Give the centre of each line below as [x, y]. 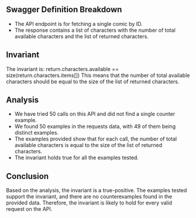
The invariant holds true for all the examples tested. [77, 157]
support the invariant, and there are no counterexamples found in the [89, 197]
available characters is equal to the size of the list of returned [88, 145]
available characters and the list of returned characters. [82, 36]
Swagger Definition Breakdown [64, 10]
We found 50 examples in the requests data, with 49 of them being [95, 126]
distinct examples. [37, 133]
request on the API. [29, 209]
